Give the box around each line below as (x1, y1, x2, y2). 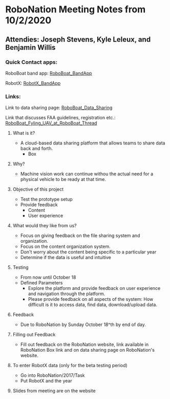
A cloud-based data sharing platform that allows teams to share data (20, 140, 165, 146)
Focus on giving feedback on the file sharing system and (20, 232, 140, 239)
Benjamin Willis (5, 43, 56, 52)
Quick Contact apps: (5, 58, 58, 65)
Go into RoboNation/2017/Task (20, 372, 86, 378)
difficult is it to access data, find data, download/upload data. (28, 302, 158, 308)
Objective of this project (12, 186, 64, 192)
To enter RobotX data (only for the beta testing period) (12, 362, 128, 369)
